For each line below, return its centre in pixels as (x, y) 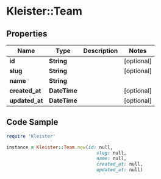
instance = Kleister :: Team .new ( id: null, (60, 147)
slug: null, (112, 153)
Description (101, 51)
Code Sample (32, 122)
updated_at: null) (120, 170)
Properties (27, 34)
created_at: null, (120, 164)
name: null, (112, 159)
